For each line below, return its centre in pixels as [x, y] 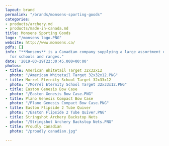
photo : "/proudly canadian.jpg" [44, 131]
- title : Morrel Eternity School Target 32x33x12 [58, 80]
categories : [18, 19]
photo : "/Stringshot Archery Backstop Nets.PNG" [62, 122]
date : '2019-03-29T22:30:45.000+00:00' [47, 61]
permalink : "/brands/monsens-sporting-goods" [54, 15]
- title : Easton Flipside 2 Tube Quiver [48, 108]
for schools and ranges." [37, 56]
